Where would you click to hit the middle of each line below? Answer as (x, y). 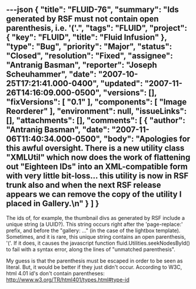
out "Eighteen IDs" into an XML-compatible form (97, 167)
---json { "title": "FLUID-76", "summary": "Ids (93, 10)
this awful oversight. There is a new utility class (95, 148)
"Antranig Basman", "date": (58, 130)
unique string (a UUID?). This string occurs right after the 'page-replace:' (95, 224)
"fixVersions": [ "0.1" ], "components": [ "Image (97, 102)
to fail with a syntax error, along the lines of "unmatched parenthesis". (91, 249)
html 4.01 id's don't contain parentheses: (55, 273)
